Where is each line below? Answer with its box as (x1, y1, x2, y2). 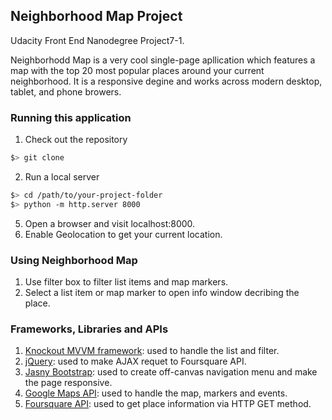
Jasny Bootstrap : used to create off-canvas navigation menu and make (24, 366, 318, 378)
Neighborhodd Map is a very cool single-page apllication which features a (10, 54, 316, 66)
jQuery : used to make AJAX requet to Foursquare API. (24, 355, 247, 368)
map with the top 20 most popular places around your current (10, 64, 265, 76)
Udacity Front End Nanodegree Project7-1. (10, 34, 185, 46)
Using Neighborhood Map (10, 253, 138, 267)
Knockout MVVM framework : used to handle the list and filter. (24, 345, 280, 357)
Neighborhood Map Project (10, 8, 183, 25)
